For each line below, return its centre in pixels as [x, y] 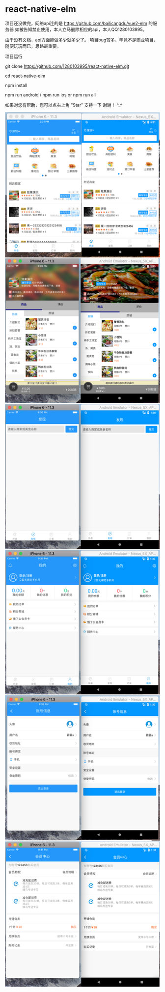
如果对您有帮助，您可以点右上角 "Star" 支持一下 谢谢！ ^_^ [64, 105]
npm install [16, 85]
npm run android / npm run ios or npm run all [50, 95]
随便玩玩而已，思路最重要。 [33, 46]
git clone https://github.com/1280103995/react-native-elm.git [67, 66]
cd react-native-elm [25, 76]
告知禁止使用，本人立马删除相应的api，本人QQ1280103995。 [85, 29]
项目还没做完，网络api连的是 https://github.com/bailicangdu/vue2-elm [76, 23]
